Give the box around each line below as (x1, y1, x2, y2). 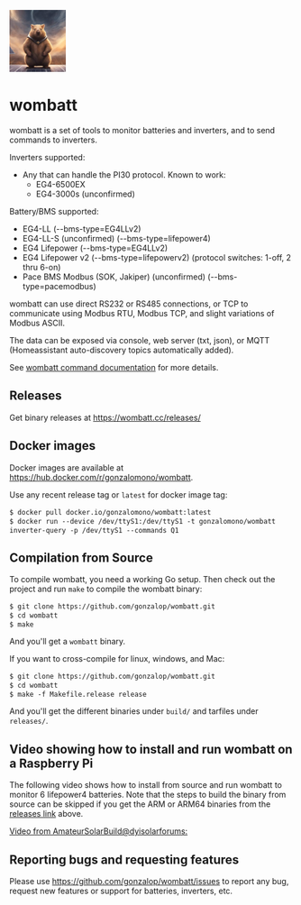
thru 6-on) (22, 261, 61, 272)
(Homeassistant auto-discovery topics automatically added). (9, 344, 234, 355)
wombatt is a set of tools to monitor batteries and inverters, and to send (9, 124, 276, 135)
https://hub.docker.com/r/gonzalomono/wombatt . (9, 471, 194, 482)
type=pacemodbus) (22, 280, 96, 291)
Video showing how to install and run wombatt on (9, 741, 293, 757)
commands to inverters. (9, 134, 97, 145)
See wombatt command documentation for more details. (9, 361, 219, 372)
